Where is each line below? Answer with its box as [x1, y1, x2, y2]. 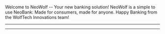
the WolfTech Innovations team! [5, 15, 70, 20]
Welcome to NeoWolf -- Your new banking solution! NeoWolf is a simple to [5, 4, 156, 10]
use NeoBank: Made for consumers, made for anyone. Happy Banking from [5, 9, 158, 15]
